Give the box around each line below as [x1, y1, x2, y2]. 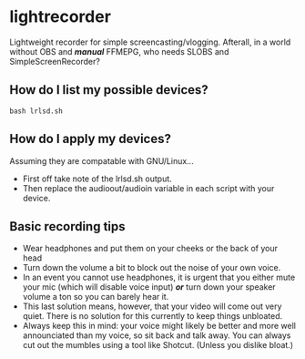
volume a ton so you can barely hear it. [22, 292, 169, 303]
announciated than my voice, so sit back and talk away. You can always [22, 330, 291, 341]
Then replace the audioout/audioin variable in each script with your [22, 182, 275, 193]
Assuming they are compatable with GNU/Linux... [9, 155, 194, 166]
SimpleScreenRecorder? [9, 56, 100, 67]
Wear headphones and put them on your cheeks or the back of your [22, 243, 278, 254]
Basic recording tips [9, 219, 126, 234]
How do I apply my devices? [9, 131, 171, 147]
